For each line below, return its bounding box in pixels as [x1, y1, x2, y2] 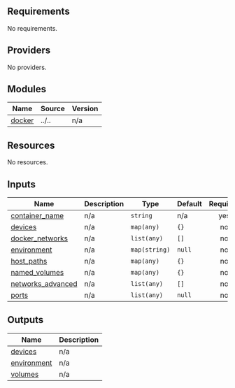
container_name [10, 211, 64, 221]
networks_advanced [10, 279, 78, 289]
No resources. [7, 158, 48, 166]
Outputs [7, 314, 44, 326]
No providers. [7, 63, 47, 71]
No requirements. [7, 24, 58, 32]
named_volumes [10, 268, 64, 278]
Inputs [7, 178, 36, 190]
